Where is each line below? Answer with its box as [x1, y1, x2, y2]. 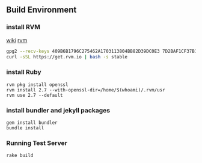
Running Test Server [6, 138, 67, 147]
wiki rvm [6, 36, 28, 44]
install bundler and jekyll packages [6, 106, 110, 114]
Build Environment [6, 5, 77, 15]
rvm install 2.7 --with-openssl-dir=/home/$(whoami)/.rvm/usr [6, 87, 165, 93]
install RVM [6, 23, 40, 31]
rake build [6, 153, 34, 159]
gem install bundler [6, 120, 58, 126]
